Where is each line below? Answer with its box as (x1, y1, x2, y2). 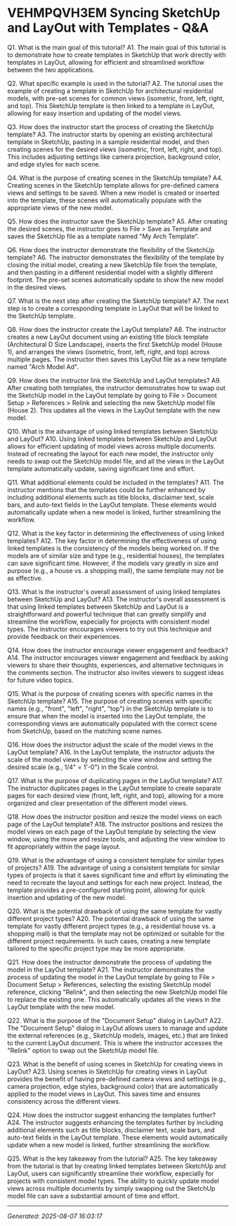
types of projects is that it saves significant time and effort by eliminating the (7, 870, 229, 879)
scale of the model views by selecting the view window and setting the (7, 755, 212, 763)
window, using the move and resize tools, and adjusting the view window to (7, 834, 225, 843)
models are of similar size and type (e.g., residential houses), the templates (7, 551, 225, 560)
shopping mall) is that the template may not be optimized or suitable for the (7, 929, 225, 938)
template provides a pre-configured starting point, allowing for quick (7, 886, 206, 894)
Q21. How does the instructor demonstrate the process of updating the (7, 957, 212, 966)
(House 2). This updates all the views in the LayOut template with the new (7, 406, 221, 414)
